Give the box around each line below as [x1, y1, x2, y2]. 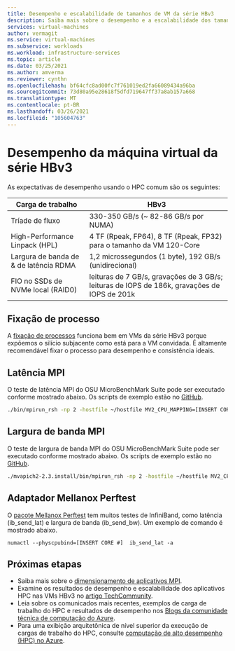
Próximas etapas [7, 558, 82, 570]
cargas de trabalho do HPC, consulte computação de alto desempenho [17, 629, 222, 638]
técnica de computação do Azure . [17, 614, 115, 622]
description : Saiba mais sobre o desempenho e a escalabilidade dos [7, 17, 211, 24]
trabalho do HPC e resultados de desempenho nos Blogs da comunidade [17, 607, 228, 615]
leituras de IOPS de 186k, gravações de [89, 280, 220, 290]
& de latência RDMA [10, 260, 76, 270]
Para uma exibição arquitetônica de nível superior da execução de [17, 622, 208, 630]
